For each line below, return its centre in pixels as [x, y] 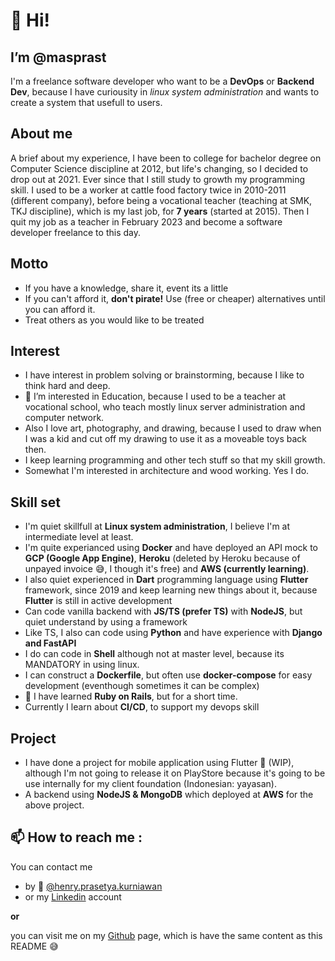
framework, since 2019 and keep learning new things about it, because [171, 590]
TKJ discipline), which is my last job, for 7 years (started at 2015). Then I [160, 211]
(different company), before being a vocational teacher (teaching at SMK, [161, 200]
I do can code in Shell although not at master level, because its [154, 654]
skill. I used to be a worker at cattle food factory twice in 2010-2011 [148, 190]
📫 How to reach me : [76, 837]
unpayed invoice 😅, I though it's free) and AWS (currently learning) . [167, 569]
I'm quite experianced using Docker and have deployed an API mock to [171, 548]
